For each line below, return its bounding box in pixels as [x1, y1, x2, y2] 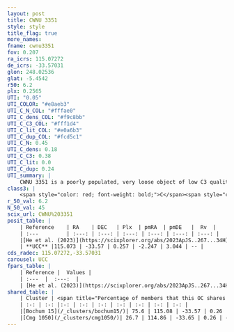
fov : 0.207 [7, 49, 39, 56]
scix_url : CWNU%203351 [7, 211, 73, 218]
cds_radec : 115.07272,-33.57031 [7, 250, 101, 257]
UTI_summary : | [7, 172, 52, 179]
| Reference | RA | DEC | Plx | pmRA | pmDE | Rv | [19, 223, 217, 230]
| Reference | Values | [19, 269, 92, 276]
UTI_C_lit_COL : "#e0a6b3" [7, 127, 82, 134]
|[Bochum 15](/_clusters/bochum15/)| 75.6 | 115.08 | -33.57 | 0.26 [19, 308, 223, 315]
